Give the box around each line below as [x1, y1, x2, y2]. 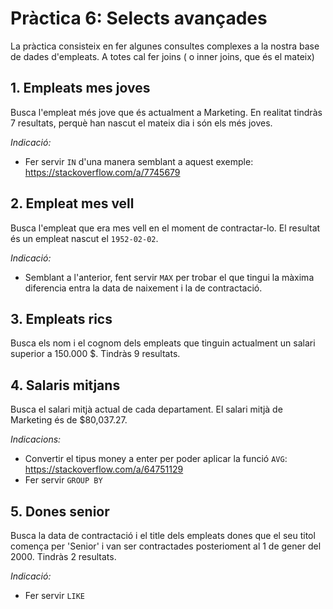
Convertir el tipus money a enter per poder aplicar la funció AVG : [24, 453, 288, 465]
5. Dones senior [10, 503, 110, 520]
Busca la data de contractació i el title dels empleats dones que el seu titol [10, 530, 316, 541]
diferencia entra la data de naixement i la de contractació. [24, 282, 263, 294]
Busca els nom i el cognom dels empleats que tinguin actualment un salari [10, 337, 316, 349]
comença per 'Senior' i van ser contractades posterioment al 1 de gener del [10, 540, 322, 552]
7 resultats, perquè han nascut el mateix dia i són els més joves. [10, 117, 273, 129]
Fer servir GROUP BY [24, 474, 103, 486]
